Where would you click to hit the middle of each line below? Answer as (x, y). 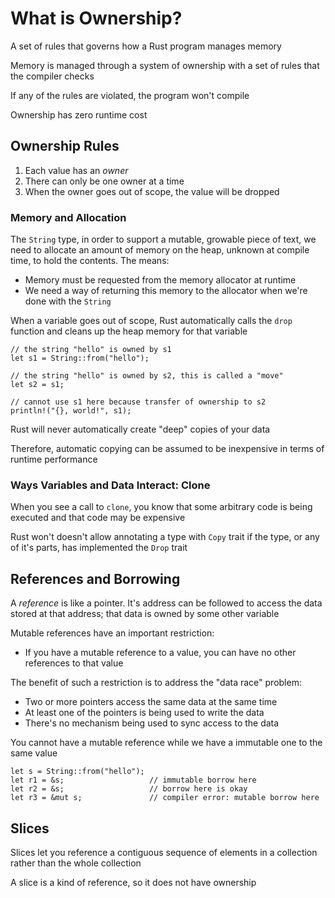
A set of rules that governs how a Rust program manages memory (146, 46)
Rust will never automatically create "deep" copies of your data (140, 429)
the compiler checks (52, 76)
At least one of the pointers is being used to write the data (144, 713)
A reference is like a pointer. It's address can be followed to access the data (166, 603)
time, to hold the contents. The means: (90, 261)
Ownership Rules (65, 146)
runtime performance (54, 459)
